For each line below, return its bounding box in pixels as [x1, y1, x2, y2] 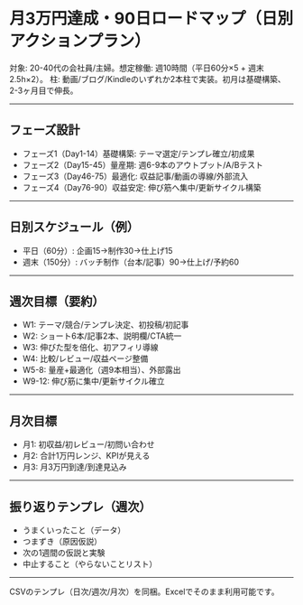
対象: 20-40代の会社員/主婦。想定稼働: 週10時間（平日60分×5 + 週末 [9, 62, 264, 73]
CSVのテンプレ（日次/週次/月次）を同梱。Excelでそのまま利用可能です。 [9, 586, 280, 597]
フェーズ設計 [9, 123, 80, 138]
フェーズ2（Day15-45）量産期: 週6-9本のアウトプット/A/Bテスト [22, 159, 264, 170]
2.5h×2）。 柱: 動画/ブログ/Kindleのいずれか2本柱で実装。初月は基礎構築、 [9, 73, 286, 84]
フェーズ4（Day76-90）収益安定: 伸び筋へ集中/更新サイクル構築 [22, 181, 262, 192]
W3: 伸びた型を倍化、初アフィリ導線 [22, 342, 159, 353]
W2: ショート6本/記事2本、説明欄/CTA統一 [22, 330, 182, 341]
